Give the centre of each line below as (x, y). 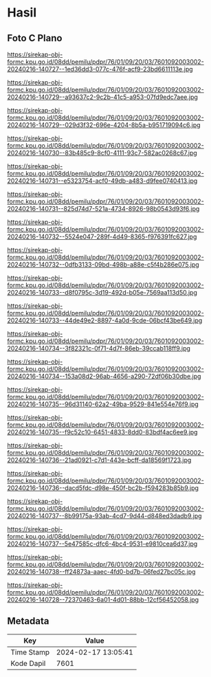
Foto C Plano (35, 38)
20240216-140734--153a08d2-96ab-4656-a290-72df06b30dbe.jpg (104, 376)
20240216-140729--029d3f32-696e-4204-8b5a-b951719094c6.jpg (104, 125)
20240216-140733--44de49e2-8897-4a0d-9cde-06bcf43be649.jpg (105, 320)
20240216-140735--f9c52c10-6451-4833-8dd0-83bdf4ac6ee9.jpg (102, 432)
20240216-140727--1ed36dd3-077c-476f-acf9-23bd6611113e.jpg (100, 69)
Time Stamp (30, 652)
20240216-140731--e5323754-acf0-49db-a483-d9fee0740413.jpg (102, 181)
